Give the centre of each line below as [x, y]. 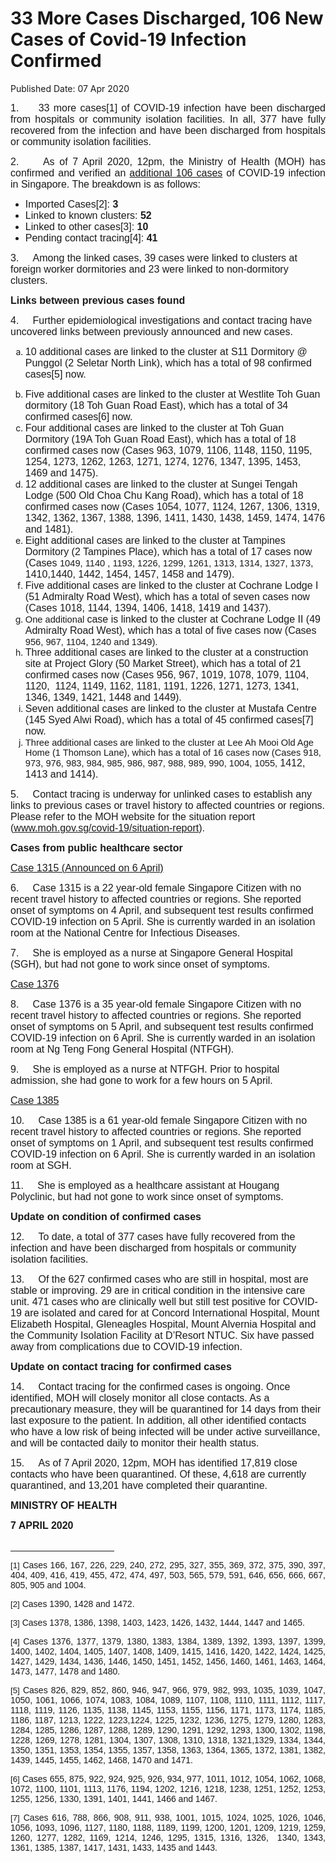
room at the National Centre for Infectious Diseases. [125, 933]
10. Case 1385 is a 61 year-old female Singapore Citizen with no [159, 1120]
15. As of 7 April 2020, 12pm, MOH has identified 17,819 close [154, 1463]
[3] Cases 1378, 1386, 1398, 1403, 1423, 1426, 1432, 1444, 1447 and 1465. [158, 1622]
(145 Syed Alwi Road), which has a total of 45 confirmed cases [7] [169, 719]
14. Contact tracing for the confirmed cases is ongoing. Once [150, 1386]
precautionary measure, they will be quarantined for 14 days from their [166, 1409]
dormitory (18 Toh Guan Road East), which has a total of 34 [156, 405]
